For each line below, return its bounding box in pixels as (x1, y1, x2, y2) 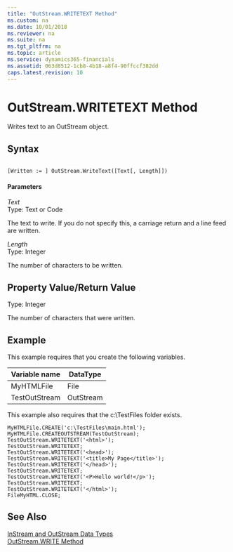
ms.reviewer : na (7, 29, 55, 37)
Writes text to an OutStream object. (7, 122, 109, 131)
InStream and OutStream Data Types (7, 530, 114, 538)
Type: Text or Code (7, 205, 63, 214)
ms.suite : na (7, 37, 46, 44)
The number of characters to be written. (7, 261, 124, 270)
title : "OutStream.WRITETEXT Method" (7, 10, 118, 18)
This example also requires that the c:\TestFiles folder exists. (7, 411, 182, 419)
